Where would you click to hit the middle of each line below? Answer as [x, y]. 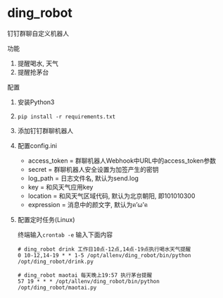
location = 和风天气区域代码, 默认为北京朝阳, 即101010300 [111, 196]
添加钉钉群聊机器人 [45, 130]
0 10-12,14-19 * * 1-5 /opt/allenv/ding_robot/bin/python [104, 255]
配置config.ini [37, 145]
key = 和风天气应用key [60, 187]
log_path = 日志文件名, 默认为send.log [83, 178]
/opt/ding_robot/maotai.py [57, 287]
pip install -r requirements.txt [66, 117]
